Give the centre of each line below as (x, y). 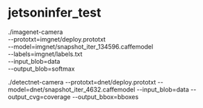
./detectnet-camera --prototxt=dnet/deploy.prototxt (82, 82)
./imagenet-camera (35, 32)
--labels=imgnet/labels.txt (45, 54)
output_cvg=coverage (39, 97)
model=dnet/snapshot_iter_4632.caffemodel (72, 89)
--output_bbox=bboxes (105, 97)
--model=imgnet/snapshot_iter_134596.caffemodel (81, 46)
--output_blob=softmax (41, 69)
